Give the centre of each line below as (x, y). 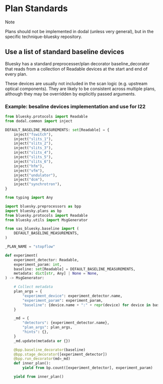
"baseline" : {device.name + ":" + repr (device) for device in (87, 305)
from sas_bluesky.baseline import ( (42, 229)
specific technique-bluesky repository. (44, 37)
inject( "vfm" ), (29, 171)
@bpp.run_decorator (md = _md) (42, 359)
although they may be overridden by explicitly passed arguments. (70, 94)
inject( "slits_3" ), (33, 148)
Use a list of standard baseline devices (65, 52)
